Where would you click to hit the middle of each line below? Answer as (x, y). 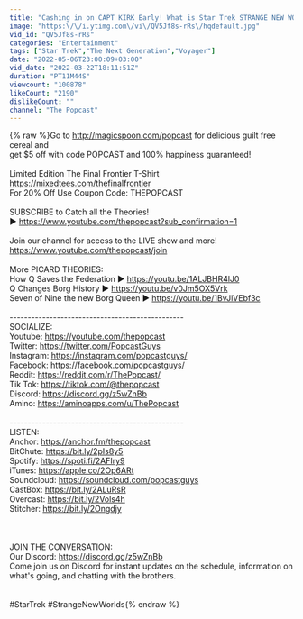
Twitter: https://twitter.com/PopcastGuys (85, 346)
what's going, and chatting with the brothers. (93, 576)
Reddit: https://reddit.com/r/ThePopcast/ (85, 375)
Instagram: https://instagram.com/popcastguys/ (98, 356)
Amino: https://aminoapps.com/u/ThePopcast (94, 404)
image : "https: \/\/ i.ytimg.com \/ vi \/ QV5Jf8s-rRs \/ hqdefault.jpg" (134, 26)
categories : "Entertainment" (64, 43)
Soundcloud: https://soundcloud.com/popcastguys (104, 480)
